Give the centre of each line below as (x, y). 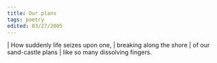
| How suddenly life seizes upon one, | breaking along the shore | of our (108, 45)
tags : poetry (26, 20)
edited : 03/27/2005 (35, 26)
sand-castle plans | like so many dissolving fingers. (80, 52)
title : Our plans (32, 13)
